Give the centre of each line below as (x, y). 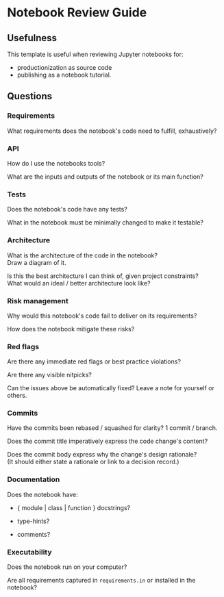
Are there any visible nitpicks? (50, 375)
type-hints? (33, 521)
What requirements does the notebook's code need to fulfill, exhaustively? (112, 131)
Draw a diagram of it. (37, 262)
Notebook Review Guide (77, 13)
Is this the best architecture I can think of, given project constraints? (103, 276)
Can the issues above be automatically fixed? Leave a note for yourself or (111, 388)
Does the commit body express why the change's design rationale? (102, 455)
